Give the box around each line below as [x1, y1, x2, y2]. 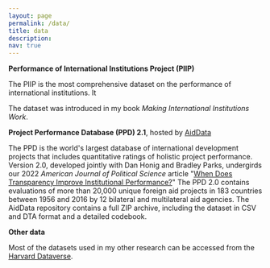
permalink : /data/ [8, 19, 70, 27]
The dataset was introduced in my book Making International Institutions [8, 104, 250, 113]
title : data [8, 27, 48, 35]
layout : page [8, 11, 52, 20]
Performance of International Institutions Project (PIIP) [8, 64, 195, 73]
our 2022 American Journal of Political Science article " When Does [8, 169, 233, 179]
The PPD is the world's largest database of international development [8, 143, 239, 153]
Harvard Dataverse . [8, 251, 73, 262]
